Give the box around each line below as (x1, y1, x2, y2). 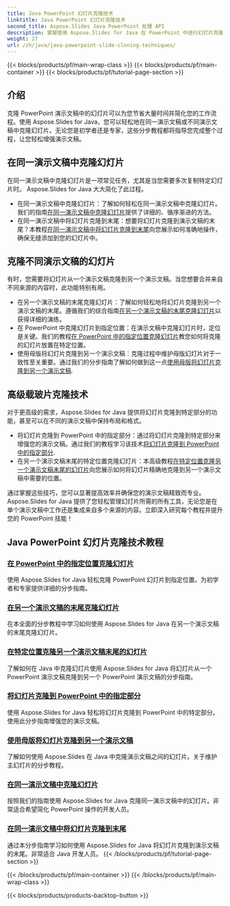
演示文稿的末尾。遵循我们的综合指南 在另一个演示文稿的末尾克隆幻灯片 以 (16, 306, 221, 315)
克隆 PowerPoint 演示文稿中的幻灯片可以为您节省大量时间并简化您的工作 (7, 109, 211, 117)
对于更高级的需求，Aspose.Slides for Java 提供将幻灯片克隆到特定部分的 (7, 408, 212, 417)
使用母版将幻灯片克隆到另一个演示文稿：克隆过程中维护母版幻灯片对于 (16, 350, 216, 358)
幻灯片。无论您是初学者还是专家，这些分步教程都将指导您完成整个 (30, 126, 217, 134)
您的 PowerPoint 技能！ (7, 515, 73, 523)
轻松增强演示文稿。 (30, 134, 86, 143)
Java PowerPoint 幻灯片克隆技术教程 (7, 536, 164, 548)
